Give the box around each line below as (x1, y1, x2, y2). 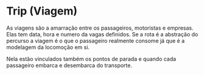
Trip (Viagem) (6, 4, 78, 18)
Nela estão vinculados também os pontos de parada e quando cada (6, 55, 177, 62)
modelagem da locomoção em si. (6, 44, 90, 51)
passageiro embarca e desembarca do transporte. (6, 62, 133, 69)
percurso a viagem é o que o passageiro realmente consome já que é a (6, 37, 185, 44)
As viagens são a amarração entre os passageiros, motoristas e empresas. (6, 24, 194, 31)
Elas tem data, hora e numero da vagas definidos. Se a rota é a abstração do (6, 30, 199, 37)
